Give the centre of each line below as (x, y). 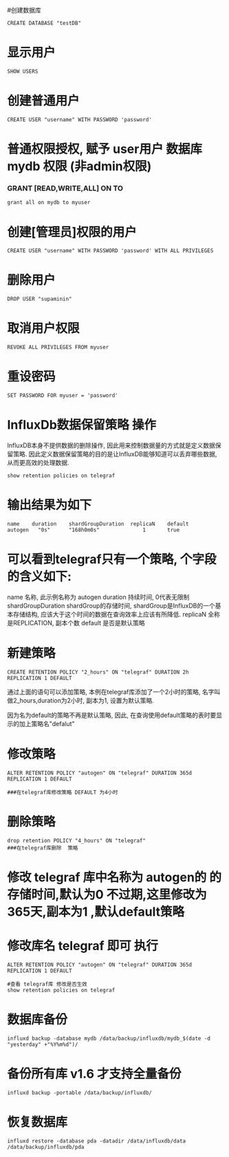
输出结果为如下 (50, 505)
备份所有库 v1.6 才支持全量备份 (94, 1074)
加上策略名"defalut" (47, 723)
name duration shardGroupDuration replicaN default (98, 524)
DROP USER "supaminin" (40, 299)
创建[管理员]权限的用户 (72, 232)
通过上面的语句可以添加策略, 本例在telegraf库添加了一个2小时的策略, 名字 (111, 692)
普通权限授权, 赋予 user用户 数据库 (105, 149)
